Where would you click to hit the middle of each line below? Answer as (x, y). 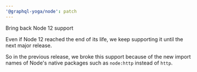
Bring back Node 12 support (40, 28)
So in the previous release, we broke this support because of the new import (98, 56)
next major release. (29, 45)
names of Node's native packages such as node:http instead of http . (89, 63)
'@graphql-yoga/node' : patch (41, 11)
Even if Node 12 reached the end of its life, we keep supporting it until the (94, 39)
